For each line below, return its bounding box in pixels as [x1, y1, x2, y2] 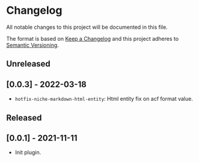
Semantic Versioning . [6, 41, 59, 49]
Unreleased [6, 59, 51, 69]
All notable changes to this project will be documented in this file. [6, 23, 168, 31]
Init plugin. [14, 149, 41, 156]
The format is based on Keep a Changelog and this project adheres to [6, 35, 179, 42]
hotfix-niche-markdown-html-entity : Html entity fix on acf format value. [14, 95, 194, 103]
